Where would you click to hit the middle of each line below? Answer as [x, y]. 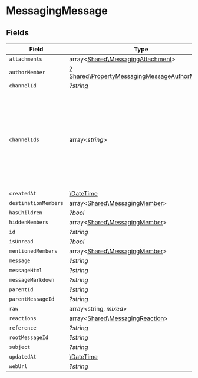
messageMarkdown [32, 280]
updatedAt [23, 356]
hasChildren [26, 213]
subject [20, 347]
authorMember [27, 72]
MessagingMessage [57, 11]
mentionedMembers [33, 251]
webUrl [18, 366]
